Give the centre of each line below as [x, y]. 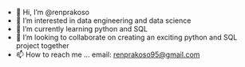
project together [42, 46]
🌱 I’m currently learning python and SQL [81, 29]
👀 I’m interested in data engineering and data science [103, 20]
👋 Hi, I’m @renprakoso [53, 12]
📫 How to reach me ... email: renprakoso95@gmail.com [108, 54]
